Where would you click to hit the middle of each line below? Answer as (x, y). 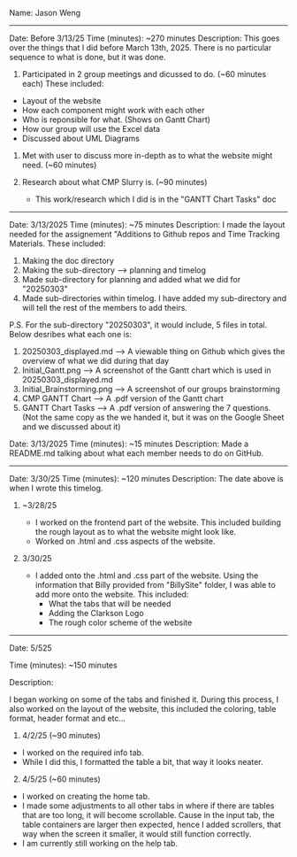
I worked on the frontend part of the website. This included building (158, 522)
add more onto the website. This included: (112, 594)
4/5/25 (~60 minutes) (61, 779)
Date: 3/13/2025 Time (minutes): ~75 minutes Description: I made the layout (147, 224)
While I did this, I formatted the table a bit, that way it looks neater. (142, 762)
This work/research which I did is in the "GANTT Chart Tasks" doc (156, 199)
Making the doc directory (68, 261)
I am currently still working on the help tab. (100, 843)
